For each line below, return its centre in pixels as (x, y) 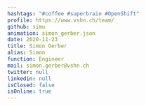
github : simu (26, 26)
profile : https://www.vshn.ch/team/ (61, 20)
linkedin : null (29, 78)
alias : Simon (26, 53)
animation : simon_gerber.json (52, 33)
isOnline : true (29, 91)
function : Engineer (36, 59)
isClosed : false (31, 85)
